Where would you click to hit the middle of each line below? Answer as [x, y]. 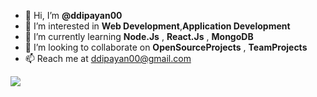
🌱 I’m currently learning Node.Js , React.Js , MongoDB [139, 36]
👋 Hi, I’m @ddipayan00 [73, 15]
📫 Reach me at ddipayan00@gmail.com [108, 58]
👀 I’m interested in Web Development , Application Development [157, 26]
